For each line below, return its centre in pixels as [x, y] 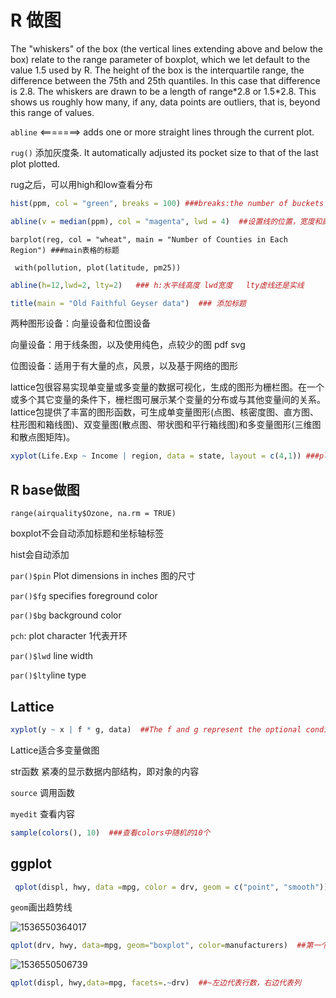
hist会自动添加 [40, 555]
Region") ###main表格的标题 [65, 250]
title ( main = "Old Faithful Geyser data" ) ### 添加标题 [128, 303]
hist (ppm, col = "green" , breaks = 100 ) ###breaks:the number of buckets [167, 203]
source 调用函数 [42, 792]
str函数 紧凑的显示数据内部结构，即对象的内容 [105, 771]
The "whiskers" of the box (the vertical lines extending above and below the [166, 48]
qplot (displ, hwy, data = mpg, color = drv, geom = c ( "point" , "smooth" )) [171, 887]
